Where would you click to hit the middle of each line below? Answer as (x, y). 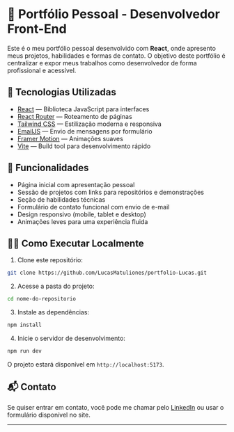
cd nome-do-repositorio (42, 299)
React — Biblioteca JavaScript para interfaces (83, 109)
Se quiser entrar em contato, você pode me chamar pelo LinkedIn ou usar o (116, 407)
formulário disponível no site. (49, 415)
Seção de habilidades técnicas (61, 199)
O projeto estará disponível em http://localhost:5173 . (86, 364)
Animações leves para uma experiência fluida (83, 221)
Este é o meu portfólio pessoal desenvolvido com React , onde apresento (111, 48)
